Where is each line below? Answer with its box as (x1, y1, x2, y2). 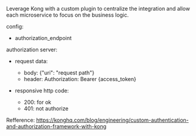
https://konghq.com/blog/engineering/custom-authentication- (36, 116, 189, 123)
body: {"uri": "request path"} (23, 69, 94, 76)
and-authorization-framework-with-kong (6, 123, 106, 130)
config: (6, 23, 24, 30)
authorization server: (6, 46, 58, 53)
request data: (14, 58, 48, 64)
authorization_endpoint (14, 35, 72, 41)
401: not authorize (23, 105, 69, 112)
